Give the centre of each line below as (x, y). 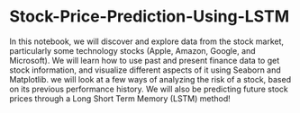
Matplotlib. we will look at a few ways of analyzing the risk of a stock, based (150, 79)
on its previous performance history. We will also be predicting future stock (149, 89)
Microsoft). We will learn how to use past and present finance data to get (145, 60)
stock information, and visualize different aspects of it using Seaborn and (145, 70)
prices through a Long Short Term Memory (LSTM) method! (120, 98)
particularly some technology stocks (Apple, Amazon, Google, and (132, 50)
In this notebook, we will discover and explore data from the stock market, (147, 41)
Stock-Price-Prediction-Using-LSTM (150, 17)
